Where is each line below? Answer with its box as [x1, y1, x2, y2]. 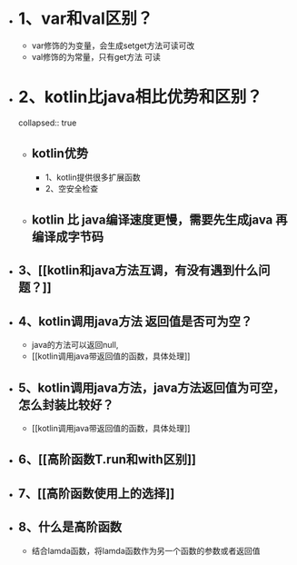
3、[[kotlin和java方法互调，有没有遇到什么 [17, 263, 259, 278]
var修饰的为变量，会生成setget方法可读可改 [31, 40, 195, 51]
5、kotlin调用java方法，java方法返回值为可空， [17, 380, 285, 395]
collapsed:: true [17, 117, 77, 128]
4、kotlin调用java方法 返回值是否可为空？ [17, 313, 252, 329]
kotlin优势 [31, 146, 89, 162]
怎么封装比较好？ [17, 397, 114, 412]
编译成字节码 [31, 229, 104, 245]
